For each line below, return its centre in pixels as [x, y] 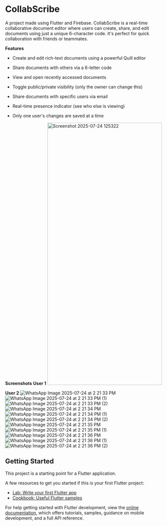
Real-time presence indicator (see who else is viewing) [69, 106]
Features [14, 48]
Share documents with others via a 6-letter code [62, 68]
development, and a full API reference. [44, 518]
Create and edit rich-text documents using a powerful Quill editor [79, 58]
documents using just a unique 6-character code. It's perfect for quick [77, 33]
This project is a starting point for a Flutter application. [61, 473]
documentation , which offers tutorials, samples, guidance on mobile [75, 513]
